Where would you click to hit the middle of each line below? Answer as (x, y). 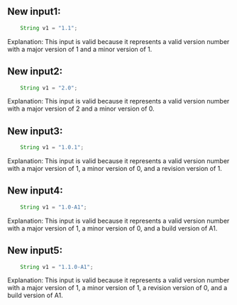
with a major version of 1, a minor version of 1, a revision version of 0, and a (117, 288)
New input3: (35, 131)
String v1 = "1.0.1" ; (52, 148)
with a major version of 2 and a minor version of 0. (81, 109)
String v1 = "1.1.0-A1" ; (57, 267)
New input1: (34, 12)
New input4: (35, 191)
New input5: (35, 251)
